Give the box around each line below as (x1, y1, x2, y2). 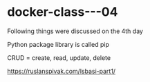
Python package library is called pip (7, 40, 109, 48)
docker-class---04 (7, 4, 118, 20)
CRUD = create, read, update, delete (7, 53, 111, 62)
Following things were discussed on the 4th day (7, 27, 144, 35)
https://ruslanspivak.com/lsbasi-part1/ (7, 67, 116, 75)
